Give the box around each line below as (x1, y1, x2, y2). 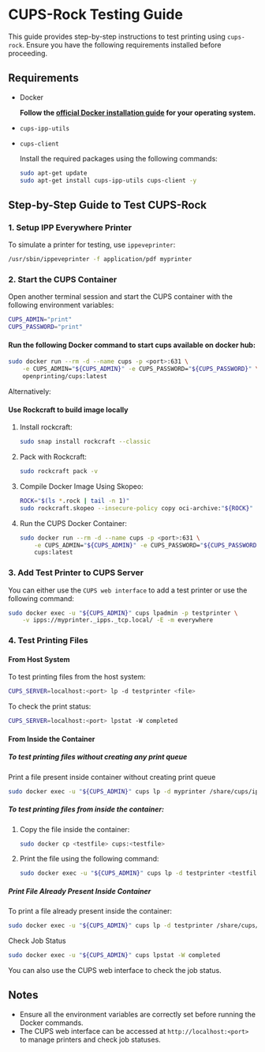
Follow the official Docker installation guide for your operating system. (19, 108, 256, 117)
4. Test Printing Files (8, 635, 88, 646)
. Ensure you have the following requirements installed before (22, 40, 222, 49)
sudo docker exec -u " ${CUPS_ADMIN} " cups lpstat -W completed (8, 952, 221, 959)
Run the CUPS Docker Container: (19, 518, 128, 528)
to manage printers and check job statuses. (19, 1035, 162, 1044)
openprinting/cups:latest (22, 373, 108, 380)
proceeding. (8, 48, 48, 58)
